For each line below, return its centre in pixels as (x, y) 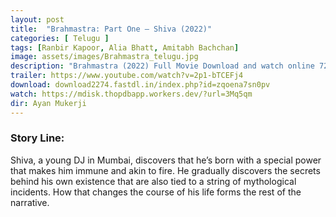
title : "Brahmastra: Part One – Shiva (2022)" (111, 29)
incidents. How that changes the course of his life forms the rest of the (156, 192)
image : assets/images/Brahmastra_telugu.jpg (104, 57)
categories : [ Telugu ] (60, 38)
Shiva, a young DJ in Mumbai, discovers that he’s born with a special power (166, 160)
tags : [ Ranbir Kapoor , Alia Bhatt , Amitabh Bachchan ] (125, 47)
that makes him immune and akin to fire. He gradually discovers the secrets (165, 170)
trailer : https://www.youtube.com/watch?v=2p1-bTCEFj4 (127, 76)
